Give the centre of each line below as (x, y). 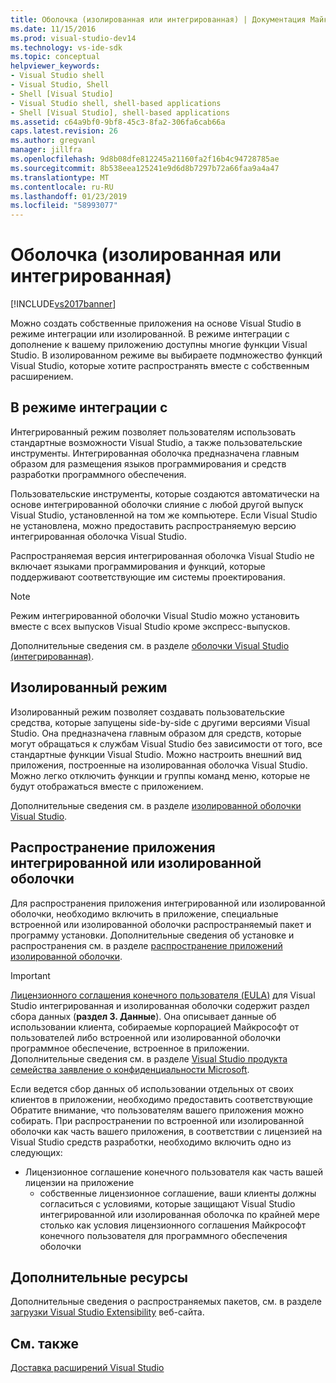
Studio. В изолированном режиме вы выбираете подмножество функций (166, 355)
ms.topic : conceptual (55, 57)
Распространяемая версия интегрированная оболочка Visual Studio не (162, 555)
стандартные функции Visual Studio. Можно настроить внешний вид (156, 754)
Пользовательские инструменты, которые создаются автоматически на (165, 493)
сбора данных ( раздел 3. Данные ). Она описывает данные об (143, 1016)
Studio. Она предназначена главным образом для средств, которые (156, 733)
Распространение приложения (113, 847)
